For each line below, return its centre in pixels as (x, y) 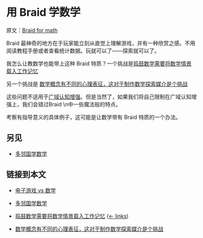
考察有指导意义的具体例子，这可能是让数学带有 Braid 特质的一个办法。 (94, 117)
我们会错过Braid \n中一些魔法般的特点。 (72, 104)
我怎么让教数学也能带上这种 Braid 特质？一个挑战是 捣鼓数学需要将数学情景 (99, 63)
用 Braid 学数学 (43, 12)
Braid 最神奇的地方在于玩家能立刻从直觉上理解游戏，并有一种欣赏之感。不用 (101, 43)
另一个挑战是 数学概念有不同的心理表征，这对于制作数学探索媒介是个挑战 (97, 84)
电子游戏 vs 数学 (35, 190)
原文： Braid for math (32, 30)
